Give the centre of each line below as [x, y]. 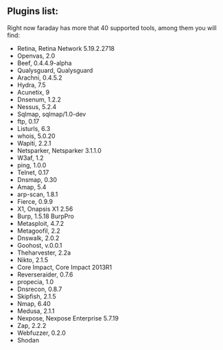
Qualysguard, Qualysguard [55, 70]
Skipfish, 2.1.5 [36, 296]
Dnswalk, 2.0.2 [38, 238]
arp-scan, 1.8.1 [37, 194]
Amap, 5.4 [32, 187]
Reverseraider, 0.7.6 [45, 275]
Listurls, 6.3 [34, 128]
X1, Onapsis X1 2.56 [45, 209]
